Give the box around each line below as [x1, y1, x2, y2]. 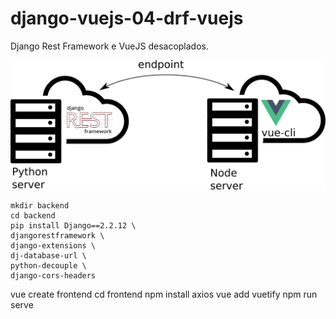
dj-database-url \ [10, 251, 87, 261]
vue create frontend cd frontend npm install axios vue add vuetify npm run [10, 288, 318, 301]
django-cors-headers [10, 271, 97, 281]
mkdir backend [10, 201, 70, 211]
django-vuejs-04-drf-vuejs [10, 7, 244, 30]
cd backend [10, 211, 56, 221]
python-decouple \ [10, 261, 87, 271]
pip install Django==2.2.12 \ [10, 221, 137, 231]
